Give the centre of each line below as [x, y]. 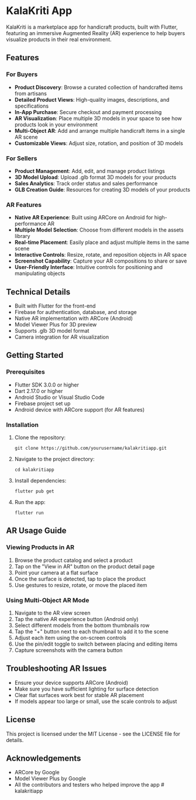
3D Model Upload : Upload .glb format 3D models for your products [95, 177]
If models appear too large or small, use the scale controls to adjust [96, 701]
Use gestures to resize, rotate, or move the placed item [81, 585]
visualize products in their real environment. [59, 39]
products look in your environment [56, 125]
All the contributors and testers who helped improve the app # [90, 785]
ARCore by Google [37, 773]
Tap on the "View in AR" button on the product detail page [85, 566]
